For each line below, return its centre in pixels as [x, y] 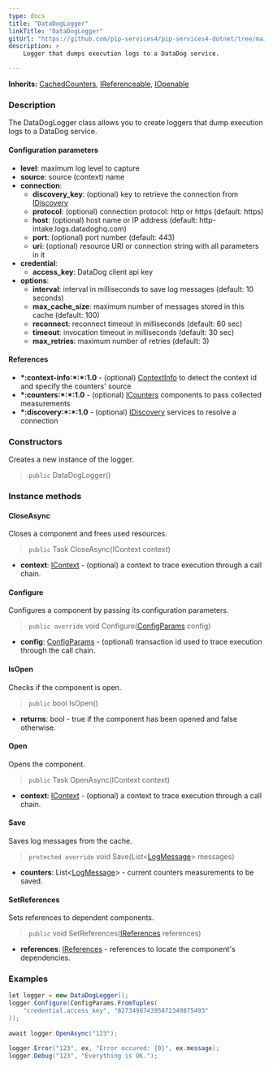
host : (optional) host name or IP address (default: [115, 219]
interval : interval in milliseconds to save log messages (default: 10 [143, 289]
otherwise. [38, 727]
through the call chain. [58, 650]
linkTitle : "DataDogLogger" [56, 31]
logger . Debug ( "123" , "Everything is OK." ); [83, 1056]
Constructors [35, 441]
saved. [31, 881]
